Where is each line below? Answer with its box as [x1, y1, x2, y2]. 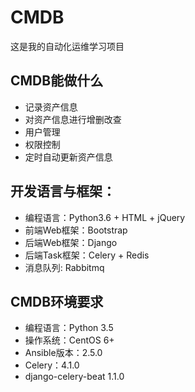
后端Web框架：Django [24, 236, 118, 248]
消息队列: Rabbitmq [24, 261, 105, 273]
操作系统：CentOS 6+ [24, 334, 115, 346]
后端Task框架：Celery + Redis [24, 249, 150, 261]
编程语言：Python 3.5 [24, 322, 114, 334]
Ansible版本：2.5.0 [24, 347, 103, 359]
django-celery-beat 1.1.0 [24, 371, 125, 383]
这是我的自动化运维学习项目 [10, 40, 125, 52]
